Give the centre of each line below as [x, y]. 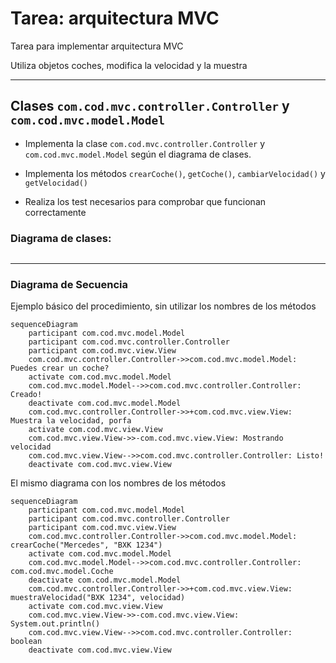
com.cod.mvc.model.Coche [62, 572]
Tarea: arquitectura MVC [115, 18]
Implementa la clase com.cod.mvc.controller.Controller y [145, 143]
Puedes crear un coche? [60, 368]
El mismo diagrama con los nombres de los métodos [118, 483]
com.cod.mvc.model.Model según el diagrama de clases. [138, 154]
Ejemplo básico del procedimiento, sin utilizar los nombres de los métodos [163, 306]
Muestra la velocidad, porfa [71, 421]
